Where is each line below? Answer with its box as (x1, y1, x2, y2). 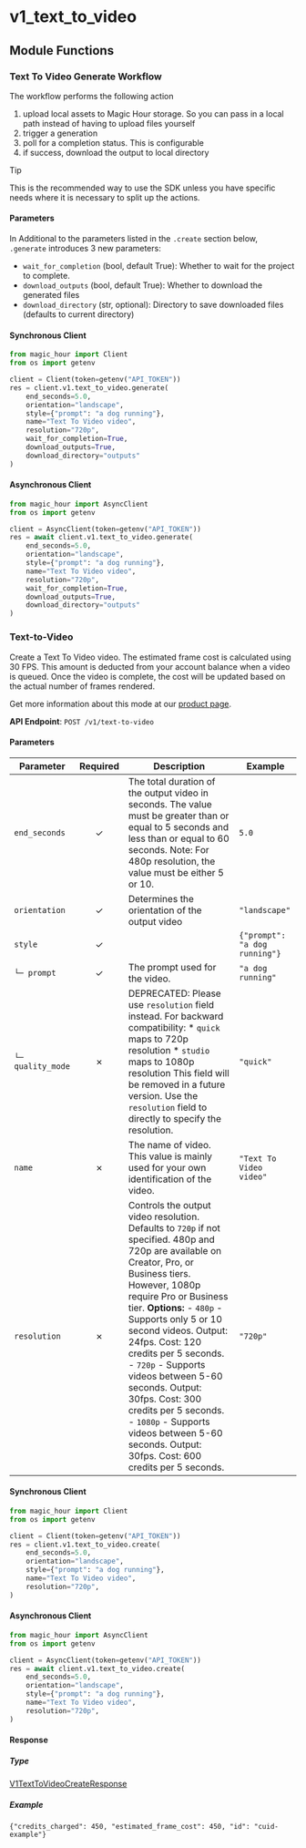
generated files (22, 290, 80, 301)
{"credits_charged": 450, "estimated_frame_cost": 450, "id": (9, 1822, 250, 1832)
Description (153, 759, 206, 772)
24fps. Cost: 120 (127, 1335, 202, 1348)
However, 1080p (127, 1278, 201, 1291)
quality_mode (14, 1061, 71, 1072)
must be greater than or (127, 809, 229, 822)
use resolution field (127, 998, 215, 1011)
